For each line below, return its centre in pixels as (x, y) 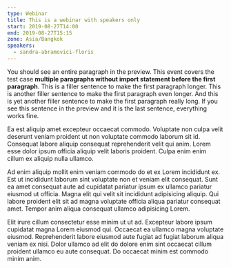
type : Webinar (28, 13)
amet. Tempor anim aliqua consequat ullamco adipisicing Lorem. (99, 209)
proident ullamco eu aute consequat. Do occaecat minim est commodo (108, 251)
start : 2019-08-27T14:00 (43, 26)
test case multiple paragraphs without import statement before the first (111, 79)
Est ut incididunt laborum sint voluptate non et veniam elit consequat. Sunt (113, 179)
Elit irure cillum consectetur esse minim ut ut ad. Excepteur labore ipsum (110, 222)
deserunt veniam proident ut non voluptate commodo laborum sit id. (104, 136)
